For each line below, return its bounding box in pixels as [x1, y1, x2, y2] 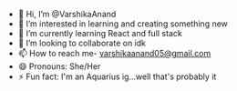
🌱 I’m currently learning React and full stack [17, 28, 182, 38]
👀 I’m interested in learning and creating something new [17, 18, 228, 29]
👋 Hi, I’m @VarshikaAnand [17, 9, 117, 19]
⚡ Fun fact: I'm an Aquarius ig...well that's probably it [17, 71, 217, 82]
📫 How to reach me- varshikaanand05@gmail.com [17, 48, 211, 58]
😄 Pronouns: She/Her [17, 61, 101, 72]
